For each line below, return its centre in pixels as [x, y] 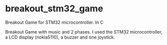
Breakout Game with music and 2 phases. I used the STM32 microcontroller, [84, 32]
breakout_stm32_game [54, 9]
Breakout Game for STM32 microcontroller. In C [54, 22]
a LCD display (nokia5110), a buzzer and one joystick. [60, 37]
